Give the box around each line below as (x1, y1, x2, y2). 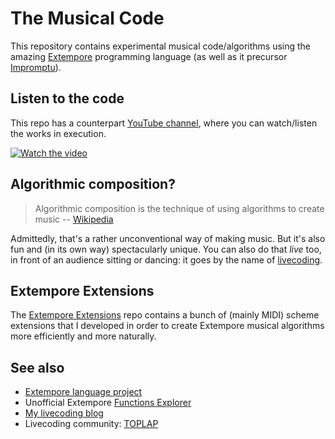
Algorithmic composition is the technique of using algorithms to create (34, 202, 325, 214)
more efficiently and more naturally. (10, 330, 157, 342)
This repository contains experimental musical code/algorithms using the (10, 40, 312, 52)
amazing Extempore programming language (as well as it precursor (10, 50, 288, 62)
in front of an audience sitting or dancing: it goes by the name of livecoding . (10, 253, 323, 266)
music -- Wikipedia (34, 213, 114, 225)
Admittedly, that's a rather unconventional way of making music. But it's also (10, 232, 326, 244)
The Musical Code (10, 7, 165, 30)
